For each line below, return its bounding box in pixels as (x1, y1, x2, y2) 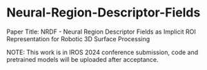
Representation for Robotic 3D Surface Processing (6, 34, 150, 43)
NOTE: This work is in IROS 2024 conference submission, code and (6, 48, 199, 56)
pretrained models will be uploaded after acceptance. (6, 55, 159, 63)
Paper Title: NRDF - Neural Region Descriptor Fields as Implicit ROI (6, 27, 196, 36)
